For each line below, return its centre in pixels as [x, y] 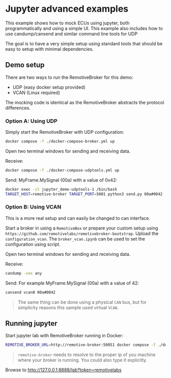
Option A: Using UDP [31, 121]
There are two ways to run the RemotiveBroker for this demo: [69, 77]
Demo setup [25, 65]
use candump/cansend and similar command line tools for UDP [72, 34]
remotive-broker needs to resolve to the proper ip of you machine [87, 355]
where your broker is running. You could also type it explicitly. [82, 360]
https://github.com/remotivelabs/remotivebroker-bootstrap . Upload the [82, 233]
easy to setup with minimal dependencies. [50, 49]
